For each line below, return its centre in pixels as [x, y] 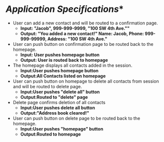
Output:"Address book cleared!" [55, 113]
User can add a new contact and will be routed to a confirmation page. [85, 23]
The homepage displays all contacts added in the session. [73, 65]
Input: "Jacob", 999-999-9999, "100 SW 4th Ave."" [75, 28]
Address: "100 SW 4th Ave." [78, 39]
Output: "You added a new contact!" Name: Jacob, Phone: [82, 33]
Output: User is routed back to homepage [64, 60]
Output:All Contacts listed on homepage [63, 76]
